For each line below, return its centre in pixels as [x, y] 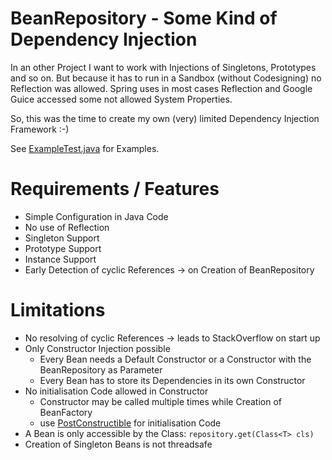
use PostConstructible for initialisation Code [130, 423]
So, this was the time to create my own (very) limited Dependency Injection [165, 118]
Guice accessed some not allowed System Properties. [121, 99]
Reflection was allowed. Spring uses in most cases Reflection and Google [161, 88]
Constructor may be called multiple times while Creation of [160, 401]
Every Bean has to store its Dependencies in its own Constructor [172, 380]
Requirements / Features [115, 189]
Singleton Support [62, 238]
